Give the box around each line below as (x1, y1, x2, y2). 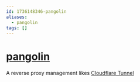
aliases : (6, 14, 28, 20)
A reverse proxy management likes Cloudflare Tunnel (6, 70, 134, 77)
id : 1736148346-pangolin (6, 8, 67, 15)
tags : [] (6, 25, 28, 31)
